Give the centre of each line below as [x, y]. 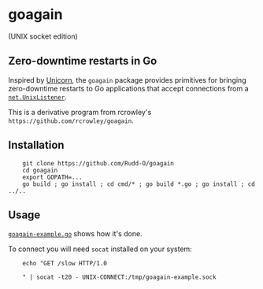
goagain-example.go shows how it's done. [76, 234]
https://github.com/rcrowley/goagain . [71, 120]
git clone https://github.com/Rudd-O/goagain [98, 163]
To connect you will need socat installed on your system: [100, 249]
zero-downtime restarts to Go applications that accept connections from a [129, 88]
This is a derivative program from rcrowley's [80, 112]
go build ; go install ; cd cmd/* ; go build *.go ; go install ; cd [139, 184]
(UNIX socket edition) [43, 36]
